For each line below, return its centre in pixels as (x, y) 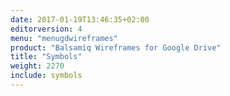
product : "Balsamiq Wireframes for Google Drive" (116, 47)
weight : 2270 (37, 66)
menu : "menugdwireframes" (64, 38)
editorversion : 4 (46, 29)
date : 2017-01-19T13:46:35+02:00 (80, 19)
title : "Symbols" (46, 57)
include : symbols (46, 76)
